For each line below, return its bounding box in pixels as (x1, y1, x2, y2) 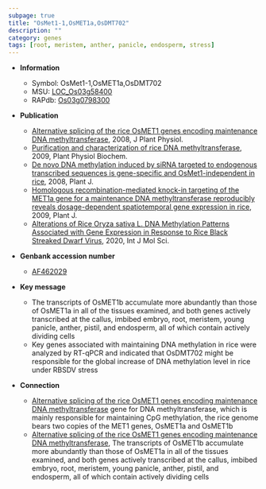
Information (19, 63, 60, 72)
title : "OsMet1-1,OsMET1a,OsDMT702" (8, 19, 129, 27)
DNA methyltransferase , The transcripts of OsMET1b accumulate (31, 438, 244, 448)
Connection (19, 381, 60, 390)
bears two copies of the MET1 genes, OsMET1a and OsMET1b (31, 421, 233, 431)
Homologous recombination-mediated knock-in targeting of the (31, 185, 240, 195)
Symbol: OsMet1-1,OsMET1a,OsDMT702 (31, 79, 162, 88)
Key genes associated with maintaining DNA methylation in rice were (31, 340, 256, 350)
